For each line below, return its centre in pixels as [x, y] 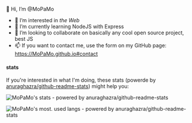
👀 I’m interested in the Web [47, 20]
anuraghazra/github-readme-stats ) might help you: [68, 86]
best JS [24, 39]
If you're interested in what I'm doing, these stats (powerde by [81, 80]
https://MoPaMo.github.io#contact [56, 54]
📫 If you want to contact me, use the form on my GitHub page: [90, 45]
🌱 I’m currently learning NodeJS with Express [69, 27]
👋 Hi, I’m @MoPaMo [30, 9]
